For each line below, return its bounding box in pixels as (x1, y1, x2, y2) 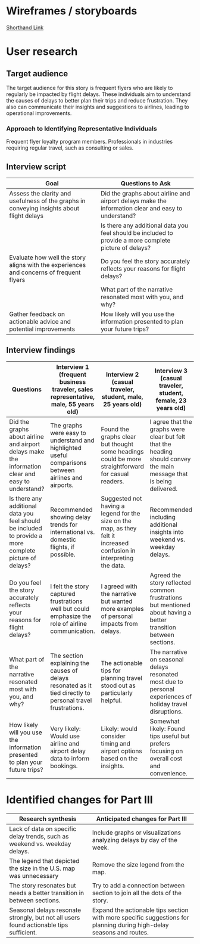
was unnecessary (9, 871, 59, 880)
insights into (149, 527, 184, 536)
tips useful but (149, 732, 190, 740)
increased (101, 539, 129, 547)
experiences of (149, 693, 192, 701)
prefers (149, 739, 171, 747)
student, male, (101, 392, 143, 400)
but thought (101, 440, 134, 448)
